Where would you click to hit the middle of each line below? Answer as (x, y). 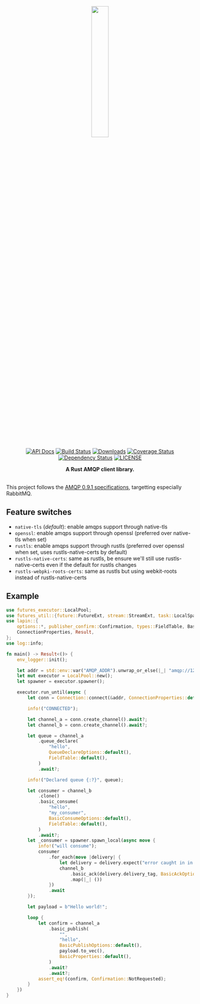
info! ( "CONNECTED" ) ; (53, 708)
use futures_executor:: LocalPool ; (49, 610)
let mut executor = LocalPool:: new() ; (65, 676)
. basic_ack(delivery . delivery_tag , (114, 874)
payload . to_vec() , (82, 951)
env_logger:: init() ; (42, 659)
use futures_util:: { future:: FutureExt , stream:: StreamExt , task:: (90, 615)
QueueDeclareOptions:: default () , (90, 753)
